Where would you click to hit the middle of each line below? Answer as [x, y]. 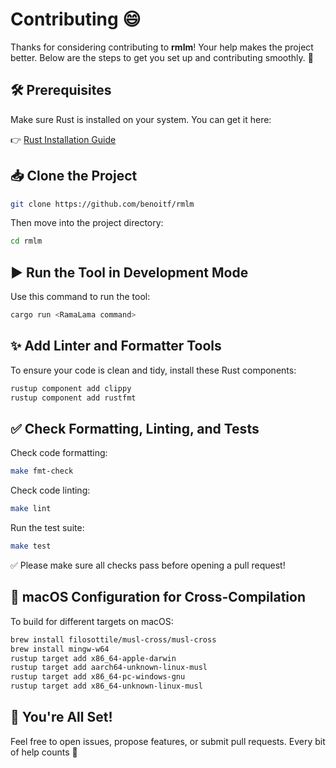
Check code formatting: [59, 453]
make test [31, 546]
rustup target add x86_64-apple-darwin [93, 658]
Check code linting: [50, 490]
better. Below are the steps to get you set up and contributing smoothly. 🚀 [162, 57]
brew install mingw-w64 [60, 649]
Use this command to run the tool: [80, 297]
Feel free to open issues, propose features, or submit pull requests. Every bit [168, 741]
